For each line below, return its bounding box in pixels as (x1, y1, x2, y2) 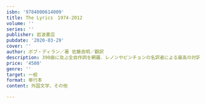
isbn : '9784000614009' (6, 9, 64, 15)
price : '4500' (6, 60, 43, 66)
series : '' (6, 26, 34, 32)
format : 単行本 (6, 77, 42, 83)
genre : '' (6, 65, 32, 72)
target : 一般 (6, 72, 38, 78)
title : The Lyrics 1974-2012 (6, 15, 83, 21)
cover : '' (6, 43, 32, 50)
